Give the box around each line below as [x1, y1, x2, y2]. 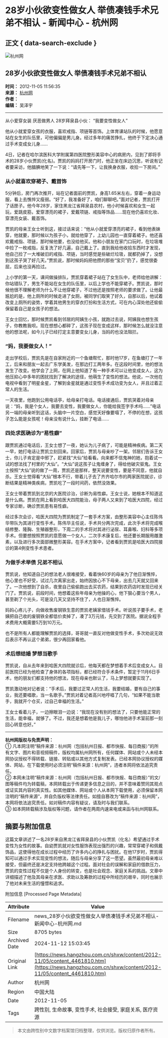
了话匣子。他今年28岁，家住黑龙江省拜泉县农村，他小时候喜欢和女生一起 [5, 203, 155, 209]
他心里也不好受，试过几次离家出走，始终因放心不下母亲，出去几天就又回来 [5, 578, 158, 583]
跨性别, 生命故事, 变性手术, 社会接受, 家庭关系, [34, 1006, 141, 1013]
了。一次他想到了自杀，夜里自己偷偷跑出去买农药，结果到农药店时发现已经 [5, 584, 158, 590]
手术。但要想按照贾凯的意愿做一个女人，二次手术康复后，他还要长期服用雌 [5, 532, 158, 538]
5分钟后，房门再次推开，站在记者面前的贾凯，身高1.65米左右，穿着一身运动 [5, 190, 161, 196]
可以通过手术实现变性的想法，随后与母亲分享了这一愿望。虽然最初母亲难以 [9, 855, 163, 861]
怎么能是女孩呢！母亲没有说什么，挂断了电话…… [9, 416, 109, 422]
